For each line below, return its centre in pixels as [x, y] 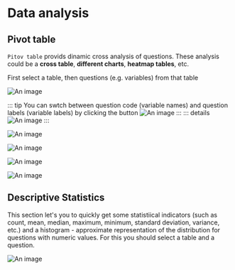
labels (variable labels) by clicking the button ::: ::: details [109, 113]
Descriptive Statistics [56, 198]
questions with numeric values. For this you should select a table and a [111, 237]
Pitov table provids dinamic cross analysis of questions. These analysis [114, 56]
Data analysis [48, 13]
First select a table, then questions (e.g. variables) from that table [103, 77]
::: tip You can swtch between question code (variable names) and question [118, 105]
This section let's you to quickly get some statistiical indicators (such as [113, 215]
